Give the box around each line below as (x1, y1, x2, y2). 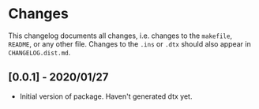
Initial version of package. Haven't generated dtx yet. (19, 92, 193, 101)
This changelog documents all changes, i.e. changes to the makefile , (8, 31, 233, 40)
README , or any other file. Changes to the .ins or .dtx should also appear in (8, 39, 251, 48)
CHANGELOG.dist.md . (8, 47, 71, 57)
